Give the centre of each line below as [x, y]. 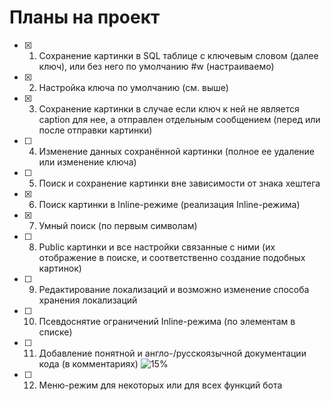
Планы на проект [85, 17]
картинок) [60, 268]
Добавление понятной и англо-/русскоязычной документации [172, 353]
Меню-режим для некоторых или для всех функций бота [160, 385]
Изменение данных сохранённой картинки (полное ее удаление [177, 151]
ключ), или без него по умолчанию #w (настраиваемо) [156, 66]
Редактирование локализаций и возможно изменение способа [174, 289]
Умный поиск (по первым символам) [118, 225]
